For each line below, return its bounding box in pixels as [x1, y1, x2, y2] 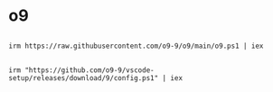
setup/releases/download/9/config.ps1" [8, 73, 159, 82]
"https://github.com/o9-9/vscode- [24, 65, 155, 75]
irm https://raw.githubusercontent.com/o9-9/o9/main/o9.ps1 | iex [8, 41, 264, 51]
